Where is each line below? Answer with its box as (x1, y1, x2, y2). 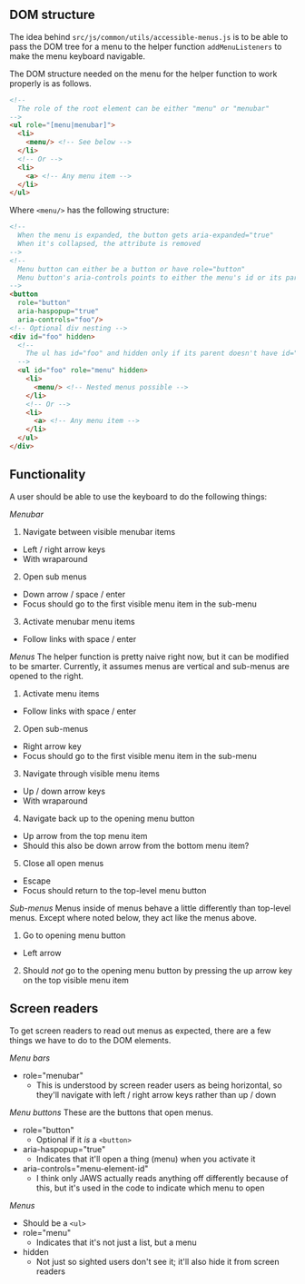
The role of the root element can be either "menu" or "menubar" (17, 104, 271, 113)
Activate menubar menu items (22, 616, 135, 627)
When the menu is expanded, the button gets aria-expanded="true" (17, 231, 274, 240)
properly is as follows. (9, 77, 93, 89)
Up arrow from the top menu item (22, 830, 148, 841)
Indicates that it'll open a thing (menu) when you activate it (35, 1153, 256, 1164)
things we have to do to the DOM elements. (9, 1034, 172, 1045)
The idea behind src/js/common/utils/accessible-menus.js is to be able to (9, 31, 289, 42)
